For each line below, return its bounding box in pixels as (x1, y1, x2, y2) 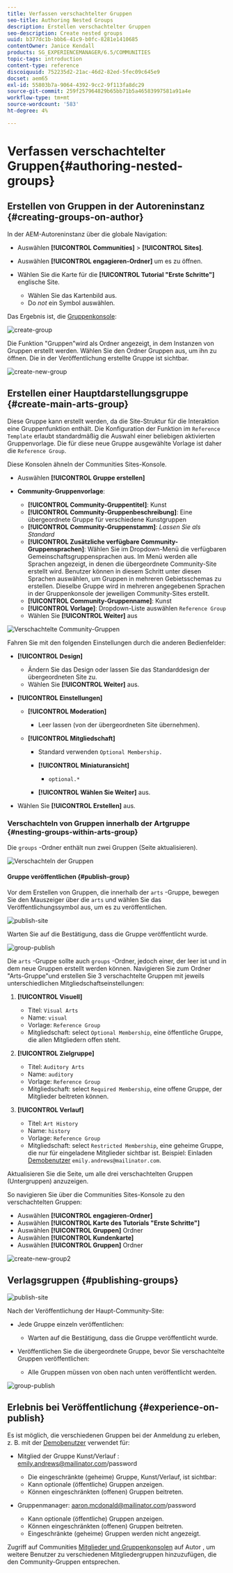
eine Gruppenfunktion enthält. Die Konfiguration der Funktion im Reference (7, 424, 220, 432)
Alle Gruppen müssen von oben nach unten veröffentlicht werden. (27, 1368, 217, 1376)
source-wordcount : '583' (7, 101, 79, 108)
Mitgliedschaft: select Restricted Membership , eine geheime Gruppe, (27, 1141, 224, 1150)
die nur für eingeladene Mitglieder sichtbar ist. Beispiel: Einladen (27, 1149, 213, 1157)
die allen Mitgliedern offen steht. (27, 1036, 121, 1044)
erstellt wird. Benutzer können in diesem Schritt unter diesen (27, 567, 202, 575)
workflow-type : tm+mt (7, 95, 70, 102)
